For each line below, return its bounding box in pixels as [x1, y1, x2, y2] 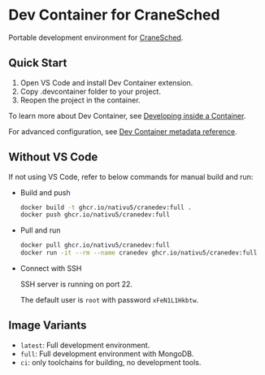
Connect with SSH [20, 264, 82, 273]
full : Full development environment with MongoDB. [20, 348, 194, 359]
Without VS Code [8, 150, 98, 164]
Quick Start [8, 56, 67, 70]
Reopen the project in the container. [20, 95, 141, 105]
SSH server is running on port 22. [20, 279, 132, 290]
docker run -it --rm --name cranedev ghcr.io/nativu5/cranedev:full [20, 249, 258, 257]
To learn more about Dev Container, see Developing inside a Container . [8, 111, 246, 120]
